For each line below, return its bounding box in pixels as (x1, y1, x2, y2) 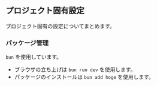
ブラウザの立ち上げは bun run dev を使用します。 (14, 66, 136, 73)
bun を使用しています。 (5, 53, 62, 60)
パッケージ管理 (5, 39, 49, 47)
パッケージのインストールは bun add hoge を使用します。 (14, 74, 154, 81)
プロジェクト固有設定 (5, 5, 84, 16)
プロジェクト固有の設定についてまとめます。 (5, 23, 115, 30)
